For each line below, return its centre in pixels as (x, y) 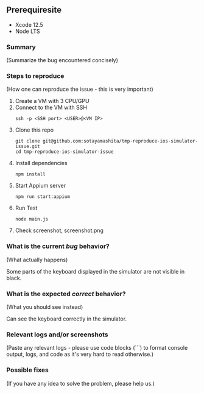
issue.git (28, 147)
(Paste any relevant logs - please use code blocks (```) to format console (97, 348)
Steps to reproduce (35, 76)
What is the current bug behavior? (58, 246)
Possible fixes (27, 370)
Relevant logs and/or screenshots (57, 335)
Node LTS (27, 31)
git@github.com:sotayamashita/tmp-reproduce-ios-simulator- (120, 141)
